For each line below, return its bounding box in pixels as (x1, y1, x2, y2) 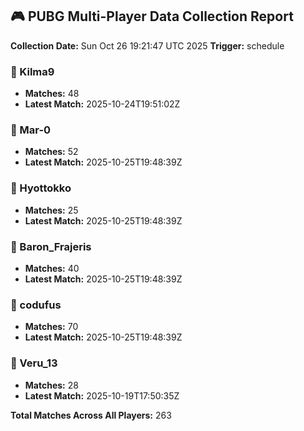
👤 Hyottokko (10, 181, 72, 195)
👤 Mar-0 (10, 123, 52, 137)
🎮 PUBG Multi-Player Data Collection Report (10, 8, 294, 25)
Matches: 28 (24, 379, 79, 391)
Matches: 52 (24, 146, 79, 158)
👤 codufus (10, 298, 62, 312)
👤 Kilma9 (10, 64, 55, 78)
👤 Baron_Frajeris (10, 239, 92, 253)
